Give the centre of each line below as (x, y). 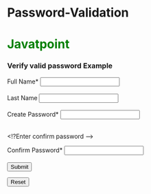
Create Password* (33, 114)
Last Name (22, 97)
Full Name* (23, 81)
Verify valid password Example (60, 66)
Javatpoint (38, 45)
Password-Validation (68, 13)
